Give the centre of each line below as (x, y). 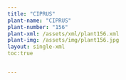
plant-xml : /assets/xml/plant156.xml (63, 34)
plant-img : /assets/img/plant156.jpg (63, 40)
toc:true (20, 54)
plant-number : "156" (38, 27)
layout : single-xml (36, 47)
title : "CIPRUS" (31, 14)
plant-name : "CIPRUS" (40, 21)
